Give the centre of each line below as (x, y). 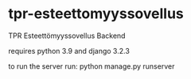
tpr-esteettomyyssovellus (96, 14)
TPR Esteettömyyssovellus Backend (67, 36)
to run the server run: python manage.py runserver (92, 66)
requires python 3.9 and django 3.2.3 (69, 51)
